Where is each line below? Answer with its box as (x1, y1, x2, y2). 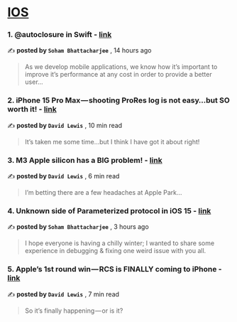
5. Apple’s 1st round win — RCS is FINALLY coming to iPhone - (7, 264, 222, 274)
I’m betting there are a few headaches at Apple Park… (24, 188, 182, 197)
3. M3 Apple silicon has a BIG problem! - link (7, 155, 162, 165)
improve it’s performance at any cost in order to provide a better (24, 70, 212, 79)
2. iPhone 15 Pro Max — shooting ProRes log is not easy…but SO (7, 95, 231, 105)
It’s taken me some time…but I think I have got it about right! (24, 137, 200, 146)
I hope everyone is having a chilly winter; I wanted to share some (24, 239, 215, 247)
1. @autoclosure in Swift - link (7, 30, 112, 40)
